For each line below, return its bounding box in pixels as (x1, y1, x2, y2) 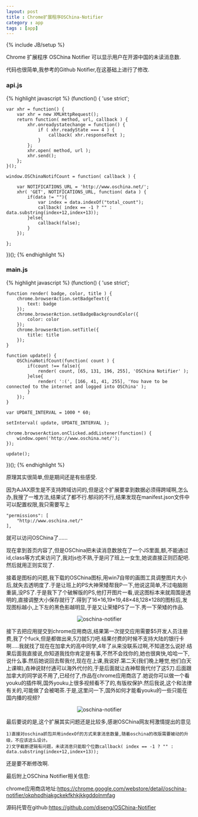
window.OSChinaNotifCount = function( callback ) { (6, 173, 136, 179)
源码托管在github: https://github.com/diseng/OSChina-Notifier (6, 803, 157, 810)
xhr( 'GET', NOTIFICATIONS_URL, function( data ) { (17, 189, 147, 195)
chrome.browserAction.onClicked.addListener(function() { (6, 430, 152, 436)
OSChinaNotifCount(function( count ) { (17, 358, 115, 364)
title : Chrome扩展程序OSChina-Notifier (6, 14, 103, 20)
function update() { (6, 352, 57, 358)
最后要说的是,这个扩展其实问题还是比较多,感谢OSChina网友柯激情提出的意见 (6, 718, 191, 725)
